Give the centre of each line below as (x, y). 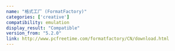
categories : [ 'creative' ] (38, 17)
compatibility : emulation (38, 22)
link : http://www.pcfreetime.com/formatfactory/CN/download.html (87, 39)
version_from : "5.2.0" (34, 33)
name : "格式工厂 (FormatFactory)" (46, 11)
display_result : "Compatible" (43, 28)
